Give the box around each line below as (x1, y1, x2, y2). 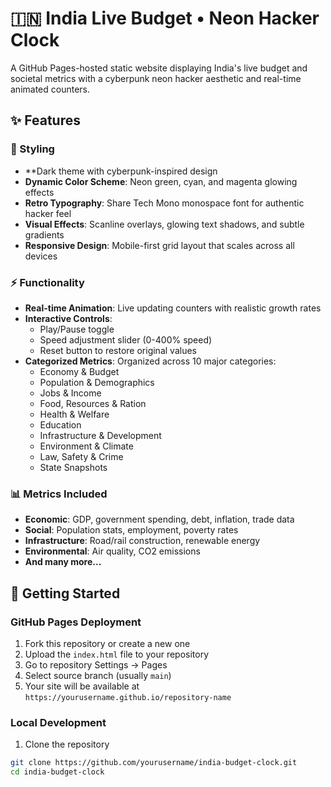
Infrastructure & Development (39, 429, 162, 441)
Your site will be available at (24, 680, 140, 692)
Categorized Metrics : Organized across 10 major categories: (24, 355, 277, 367)
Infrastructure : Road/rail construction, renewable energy (24, 535, 261, 547)
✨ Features (10, 112, 81, 129)
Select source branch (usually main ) (24, 669, 172, 681)
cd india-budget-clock (10, 767, 105, 777)
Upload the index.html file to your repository (24, 648, 210, 660)
